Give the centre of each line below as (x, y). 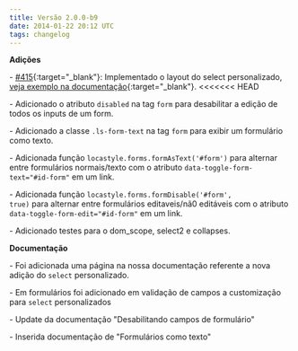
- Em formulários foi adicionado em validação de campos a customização (145, 293)
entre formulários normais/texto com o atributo (96, 168)
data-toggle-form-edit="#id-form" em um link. (96, 214)
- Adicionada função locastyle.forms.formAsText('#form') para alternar (144, 158)
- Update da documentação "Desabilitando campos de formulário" (132, 320)
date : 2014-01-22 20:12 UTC (62, 26)
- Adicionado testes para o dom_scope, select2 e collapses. (120, 231)
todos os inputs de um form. (61, 114)
